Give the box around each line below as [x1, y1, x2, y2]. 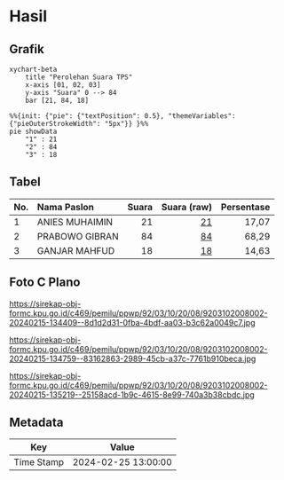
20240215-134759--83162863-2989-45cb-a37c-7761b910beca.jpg [9, 353, 256, 364]
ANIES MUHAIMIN [36, 216, 114, 228]
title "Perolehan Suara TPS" [25, 73, 133, 82]
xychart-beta [9, 65, 58, 74]
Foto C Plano [9, 275, 81, 290]
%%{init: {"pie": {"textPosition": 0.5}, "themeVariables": [9, 112, 237, 121]
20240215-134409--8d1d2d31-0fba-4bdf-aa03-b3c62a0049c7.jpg [9, 317, 256, 327]
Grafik [9, 42, 44, 57]
